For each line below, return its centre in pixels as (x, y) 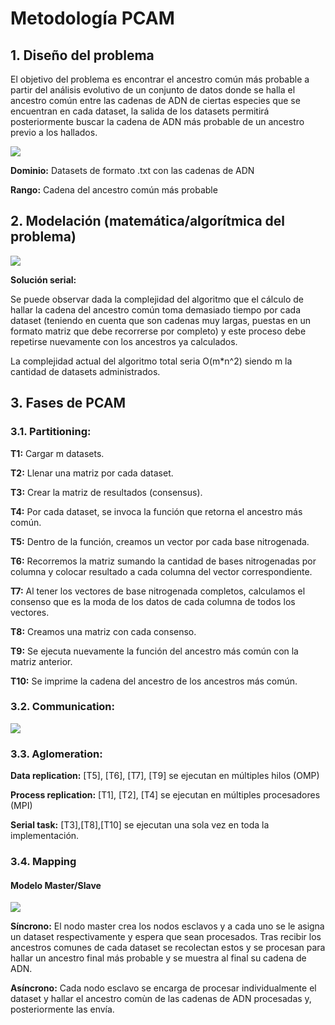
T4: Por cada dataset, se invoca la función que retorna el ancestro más (156, 511)
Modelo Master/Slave (56, 885)
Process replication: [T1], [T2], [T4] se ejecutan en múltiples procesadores (165, 795)
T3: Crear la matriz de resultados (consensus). (106, 492)
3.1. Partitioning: (51, 432)
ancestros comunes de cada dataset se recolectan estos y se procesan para (168, 948)
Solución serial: (43, 279)
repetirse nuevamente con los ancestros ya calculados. (124, 341)
